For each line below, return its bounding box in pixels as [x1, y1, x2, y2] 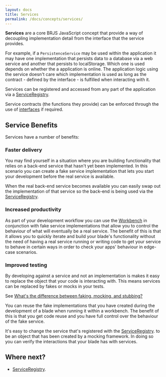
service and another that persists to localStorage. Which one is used [5, 61, 145, 67]
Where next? [5, 353, 46, 362]
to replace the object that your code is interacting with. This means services [5, 278, 161, 284]
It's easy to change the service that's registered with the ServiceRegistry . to [5, 328, 160, 334]
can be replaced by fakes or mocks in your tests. [5, 284, 105, 290]
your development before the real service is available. [5, 173, 115, 179]
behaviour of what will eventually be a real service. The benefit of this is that [5, 228, 161, 234]
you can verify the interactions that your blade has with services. [5, 339, 138, 345]
